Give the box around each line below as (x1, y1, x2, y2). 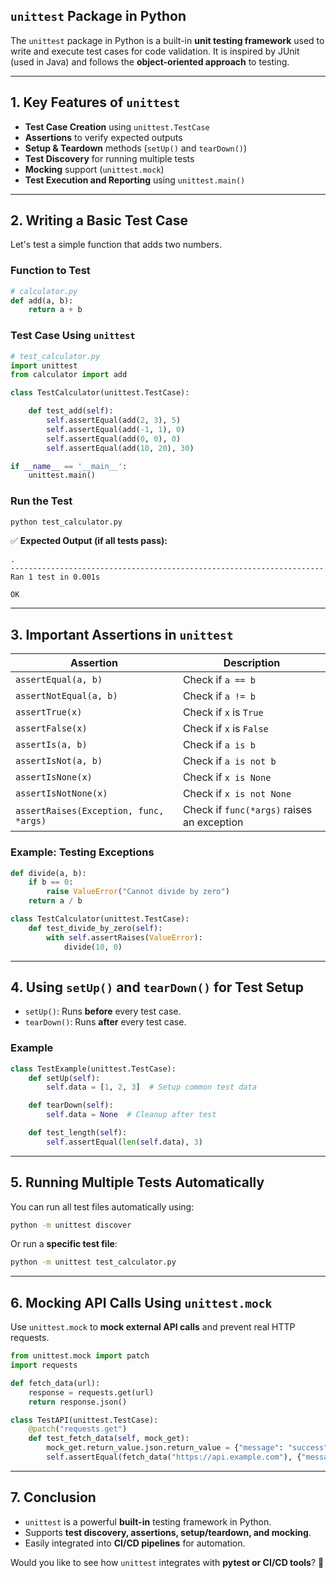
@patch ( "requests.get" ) (28, 1424, 128, 1434)
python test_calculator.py (10, 517, 123, 527)
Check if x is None (182, 770, 272, 784)
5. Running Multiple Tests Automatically (10, 1174, 265, 1191)
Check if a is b (182, 738, 256, 752)
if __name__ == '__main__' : (10, 461, 128, 471)
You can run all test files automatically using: (10, 1200, 195, 1213)
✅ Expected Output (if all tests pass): (10, 535, 168, 547)
